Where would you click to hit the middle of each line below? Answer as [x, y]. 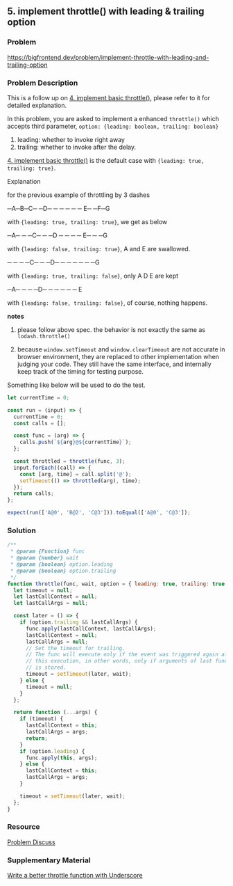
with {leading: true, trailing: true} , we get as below [87, 221]
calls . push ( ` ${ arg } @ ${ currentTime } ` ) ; [76, 442]
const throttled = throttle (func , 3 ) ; [70, 461]
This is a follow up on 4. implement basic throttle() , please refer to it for [109, 97]
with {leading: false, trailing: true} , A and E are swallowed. [99, 248]
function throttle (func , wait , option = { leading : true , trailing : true [116, 584]
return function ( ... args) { [55, 713]
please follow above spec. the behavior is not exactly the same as [111, 329]
